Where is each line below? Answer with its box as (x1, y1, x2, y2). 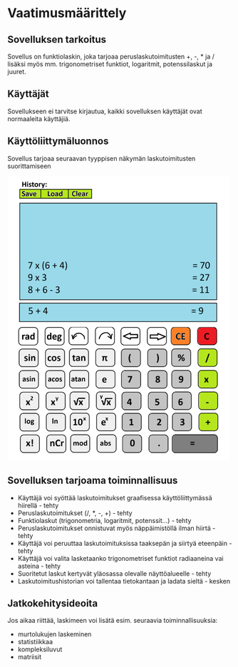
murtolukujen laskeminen (17, 630, 92, 638)
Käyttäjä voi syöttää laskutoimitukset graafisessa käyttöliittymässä (17, 493, 212, 502)
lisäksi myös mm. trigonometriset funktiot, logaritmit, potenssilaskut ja (7, 60, 212, 68)
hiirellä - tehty (17, 501, 59, 510)
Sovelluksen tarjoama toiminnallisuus (7, 475, 178, 487)
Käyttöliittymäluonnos (7, 135, 109, 148)
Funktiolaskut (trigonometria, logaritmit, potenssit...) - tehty (17, 516, 192, 524)
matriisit (17, 653, 42, 661)
